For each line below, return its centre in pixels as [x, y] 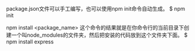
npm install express [30, 42]
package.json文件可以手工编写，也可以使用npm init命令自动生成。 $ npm [96, 9]
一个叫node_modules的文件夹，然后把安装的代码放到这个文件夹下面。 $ [99, 35]
